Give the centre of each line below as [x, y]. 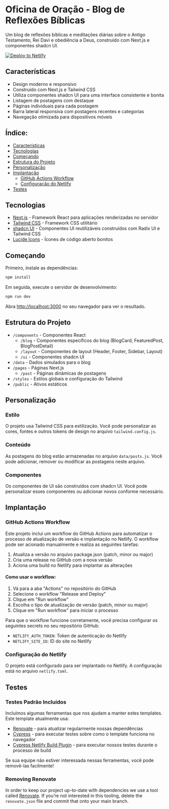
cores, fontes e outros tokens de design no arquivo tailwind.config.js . [81, 431]
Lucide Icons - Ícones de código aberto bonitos [63, 240]
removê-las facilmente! [30, 766]
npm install [18, 278]
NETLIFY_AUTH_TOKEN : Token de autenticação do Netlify [70, 635]
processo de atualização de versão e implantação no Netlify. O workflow [82, 539]
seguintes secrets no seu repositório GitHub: [52, 626]
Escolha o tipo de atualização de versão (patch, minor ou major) [80, 604]
